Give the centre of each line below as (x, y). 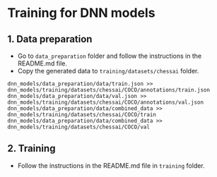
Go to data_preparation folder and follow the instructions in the (110, 56)
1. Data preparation (50, 39)
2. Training (31, 148)
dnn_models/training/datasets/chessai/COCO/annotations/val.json (105, 102)
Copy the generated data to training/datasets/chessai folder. (108, 71)
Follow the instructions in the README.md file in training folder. (111, 165)
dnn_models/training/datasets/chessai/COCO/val (79, 127)
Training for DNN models (81, 13)
